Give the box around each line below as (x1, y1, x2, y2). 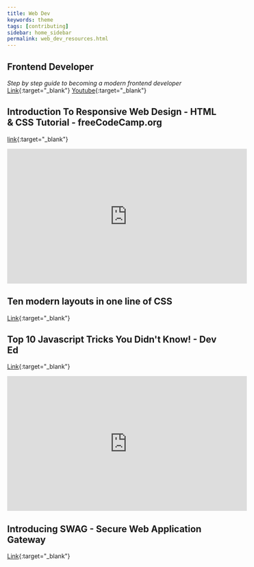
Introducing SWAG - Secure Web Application (7, 523, 202, 535)
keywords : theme (7, 16, 53, 23)
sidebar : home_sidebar (7, 29, 72, 36)
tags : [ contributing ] (7, 23, 69, 29)
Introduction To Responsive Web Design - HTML (7, 106, 217, 118)
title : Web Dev (7, 10, 51, 17)
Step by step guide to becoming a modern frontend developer (7, 79, 182, 87)
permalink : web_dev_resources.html (7, 36, 109, 42)
